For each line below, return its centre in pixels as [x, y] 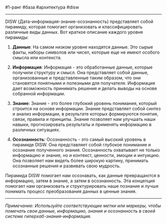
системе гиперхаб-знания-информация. [48, 216]
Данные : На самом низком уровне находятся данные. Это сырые [83, 47]
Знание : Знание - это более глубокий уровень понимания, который [84, 103]
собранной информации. [39, 94]
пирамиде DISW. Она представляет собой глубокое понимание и [82, 145]
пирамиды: [17, 37]
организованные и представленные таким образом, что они [77, 78]
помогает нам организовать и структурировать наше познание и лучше [82, 186]
